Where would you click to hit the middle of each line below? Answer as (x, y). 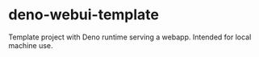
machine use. (31, 45)
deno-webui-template (84, 15)
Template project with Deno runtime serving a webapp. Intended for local (130, 37)
